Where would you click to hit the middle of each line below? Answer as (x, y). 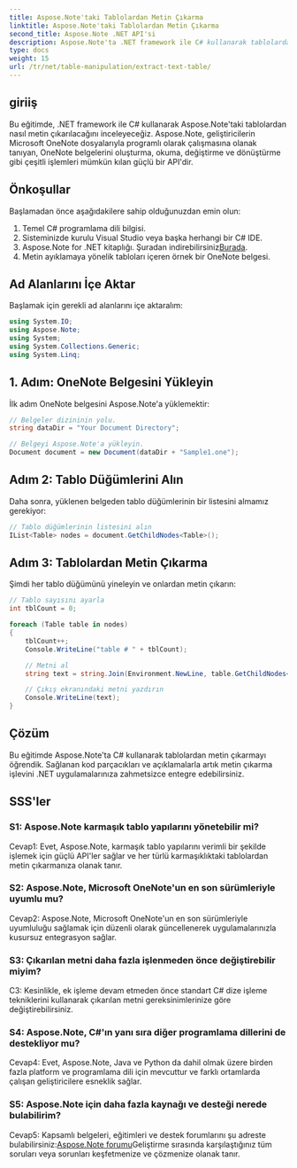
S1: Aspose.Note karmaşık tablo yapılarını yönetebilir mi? (134, 827)
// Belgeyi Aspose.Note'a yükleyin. (76, 444)
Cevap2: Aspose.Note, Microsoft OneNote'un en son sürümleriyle (129, 918)
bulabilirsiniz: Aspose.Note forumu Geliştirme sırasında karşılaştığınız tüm (141, 1144)
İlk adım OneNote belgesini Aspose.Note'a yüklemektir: (110, 403)
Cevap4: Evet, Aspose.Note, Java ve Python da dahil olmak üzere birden (141, 1063)
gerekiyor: (28, 510)
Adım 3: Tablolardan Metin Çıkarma (108, 562)
